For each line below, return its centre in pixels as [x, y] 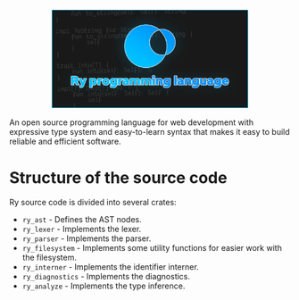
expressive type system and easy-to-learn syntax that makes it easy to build [149, 132]
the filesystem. [50, 258]
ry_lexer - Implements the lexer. [82, 229]
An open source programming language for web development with [132, 122]
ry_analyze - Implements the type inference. [104, 286]
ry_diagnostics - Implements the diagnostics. [106, 277]
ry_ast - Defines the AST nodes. [82, 220]
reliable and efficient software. [66, 142]
